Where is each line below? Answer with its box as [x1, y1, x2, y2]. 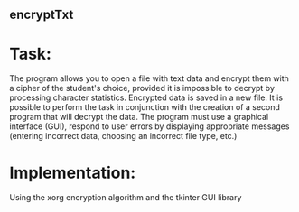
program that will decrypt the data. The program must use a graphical [9, 112, 269, 123]
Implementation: [9, 162, 136, 183]
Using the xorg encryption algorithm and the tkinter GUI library [9, 192, 242, 203]
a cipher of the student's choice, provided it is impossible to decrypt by [9, 83, 276, 94]
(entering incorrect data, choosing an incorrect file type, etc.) [9, 131, 238, 142]
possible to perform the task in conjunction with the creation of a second [9, 102, 280, 113]
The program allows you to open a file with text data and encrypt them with [9, 73, 289, 84]
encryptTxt [9, 7, 74, 23]
